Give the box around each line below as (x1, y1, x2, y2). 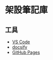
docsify (12, 44, 28, 50)
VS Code (12, 39, 30, 45)
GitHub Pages (12, 50, 40, 55)
